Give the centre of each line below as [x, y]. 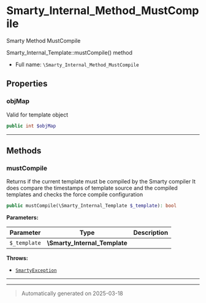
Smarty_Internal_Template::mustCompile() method [70, 52]
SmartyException [36, 270]
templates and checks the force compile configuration [74, 194]
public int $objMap [31, 126]
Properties [27, 84]
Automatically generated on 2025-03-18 [72, 293]
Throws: [17, 258]
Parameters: [22, 218]
